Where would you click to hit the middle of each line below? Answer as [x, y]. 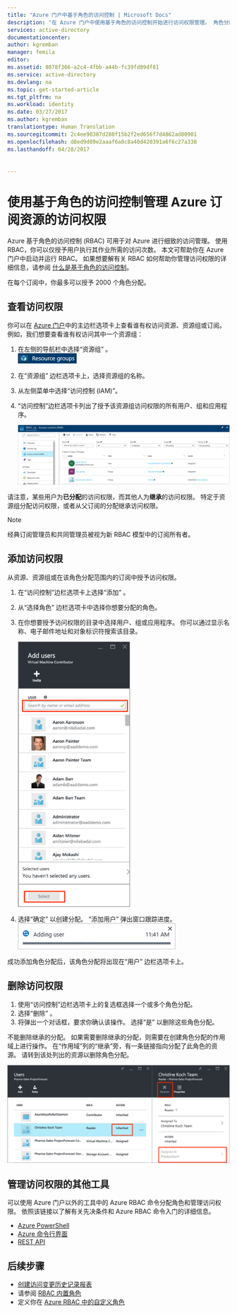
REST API [31, 1242]
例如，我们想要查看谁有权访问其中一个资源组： [75, 334]
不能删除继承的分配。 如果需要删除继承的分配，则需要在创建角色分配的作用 [116, 1037]
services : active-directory [49, 30]
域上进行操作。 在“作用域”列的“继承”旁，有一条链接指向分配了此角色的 [109, 1046]
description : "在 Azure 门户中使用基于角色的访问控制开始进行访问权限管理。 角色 [116, 22]
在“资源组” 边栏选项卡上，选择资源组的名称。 [83, 376]
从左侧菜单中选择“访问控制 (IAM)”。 [69, 391]
